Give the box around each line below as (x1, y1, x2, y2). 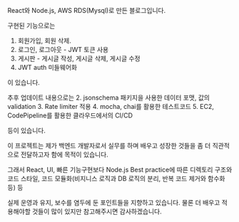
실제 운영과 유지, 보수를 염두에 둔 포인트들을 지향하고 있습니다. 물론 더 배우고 (7, 199, 220, 206)
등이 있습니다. (7, 127, 46, 134)
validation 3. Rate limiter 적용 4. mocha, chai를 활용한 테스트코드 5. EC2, (7, 102, 214, 110)
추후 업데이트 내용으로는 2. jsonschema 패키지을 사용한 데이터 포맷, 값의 (7, 93, 210, 102)
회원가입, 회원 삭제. (17, 36, 71, 45)
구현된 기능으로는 (7, 21, 56, 30)
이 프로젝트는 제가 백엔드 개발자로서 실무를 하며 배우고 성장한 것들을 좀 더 (7, 142, 211, 149)
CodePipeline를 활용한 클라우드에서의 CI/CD (7, 111, 133, 120)
